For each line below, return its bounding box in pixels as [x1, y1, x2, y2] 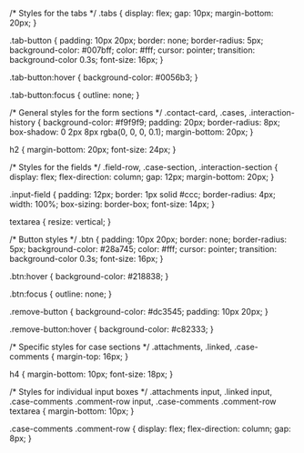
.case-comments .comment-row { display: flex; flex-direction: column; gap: [9, 423, 291, 434]
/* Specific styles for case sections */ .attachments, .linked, [9, 341, 233, 352]
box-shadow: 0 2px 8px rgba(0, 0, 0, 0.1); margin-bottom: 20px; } [9, 126, 254, 137]
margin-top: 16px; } [56, 351, 129, 362]
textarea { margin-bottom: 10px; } [9, 406, 135, 417]
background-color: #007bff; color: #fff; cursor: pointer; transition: [9, 45, 256, 55]
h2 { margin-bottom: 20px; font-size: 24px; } [9, 145, 177, 155]
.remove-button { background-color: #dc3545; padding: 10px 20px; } [9, 307, 269, 317]
